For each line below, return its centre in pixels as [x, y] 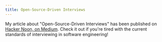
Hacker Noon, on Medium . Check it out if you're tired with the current [76, 29]
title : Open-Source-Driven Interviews [45, 10]
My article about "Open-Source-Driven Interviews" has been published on [81, 24]
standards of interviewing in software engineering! [57, 34]
